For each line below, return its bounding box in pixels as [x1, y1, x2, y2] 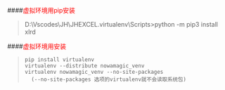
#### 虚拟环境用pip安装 [7, 6, 76, 14]
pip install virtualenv [24, 56, 95, 63]
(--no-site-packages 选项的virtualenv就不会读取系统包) [31, 76, 186, 83]
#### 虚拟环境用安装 [7, 42, 67, 51]
